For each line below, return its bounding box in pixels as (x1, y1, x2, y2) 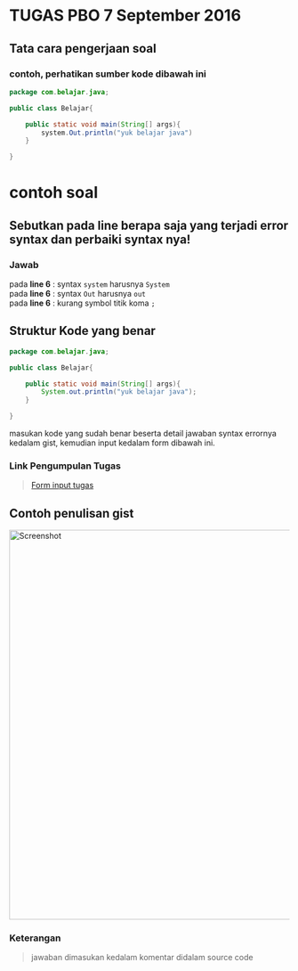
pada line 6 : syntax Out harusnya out (9, 289, 147, 298)
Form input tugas (30, 480, 94, 491)
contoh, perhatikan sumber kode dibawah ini (9, 68, 207, 80)
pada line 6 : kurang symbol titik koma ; (9, 298, 156, 308)
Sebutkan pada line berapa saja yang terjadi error (9, 217, 289, 233)
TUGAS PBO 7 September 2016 (9, 5, 242, 26)
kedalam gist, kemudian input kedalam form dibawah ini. (9, 437, 215, 448)
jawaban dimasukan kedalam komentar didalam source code (30, 952, 254, 963)
